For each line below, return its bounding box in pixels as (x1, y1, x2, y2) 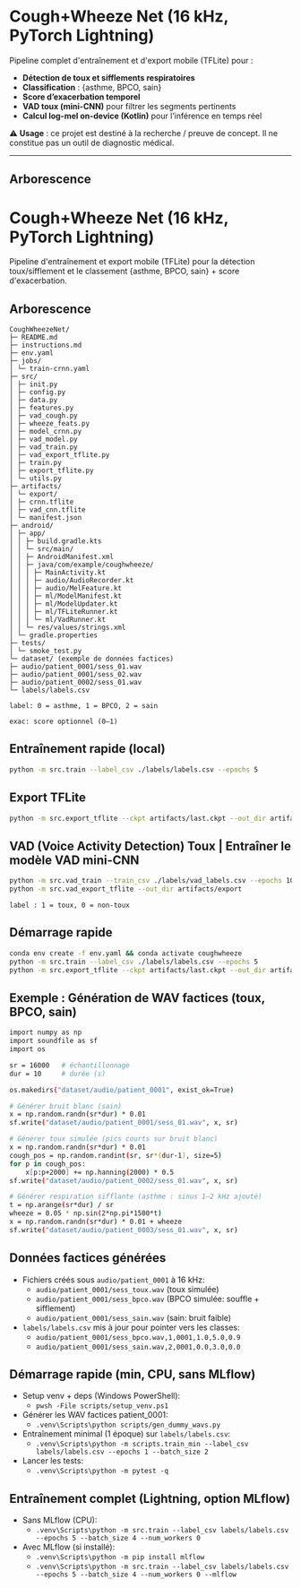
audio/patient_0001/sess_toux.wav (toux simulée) (35, 1283, 219, 1294)
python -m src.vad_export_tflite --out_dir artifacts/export (9, 885, 243, 893)
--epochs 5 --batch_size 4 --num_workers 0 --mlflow (35, 1570, 237, 1579)
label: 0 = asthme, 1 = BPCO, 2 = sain (9, 702, 159, 711)
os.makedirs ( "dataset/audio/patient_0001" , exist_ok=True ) (9, 1085, 235, 1094)
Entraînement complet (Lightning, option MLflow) (9, 1490, 291, 1506)
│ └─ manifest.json (9, 514, 82, 522)
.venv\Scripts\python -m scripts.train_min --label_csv (35, 1440, 249, 1449)
